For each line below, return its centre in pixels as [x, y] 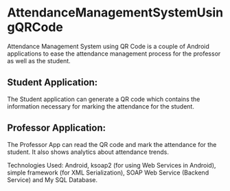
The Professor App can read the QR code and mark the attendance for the [112, 144]
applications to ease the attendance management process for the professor [114, 54]
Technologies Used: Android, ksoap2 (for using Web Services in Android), [112, 165]
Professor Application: [57, 128]
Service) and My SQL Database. [53, 179]
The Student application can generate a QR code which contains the [104, 99]
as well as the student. [39, 60]
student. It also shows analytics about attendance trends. [88, 152]
